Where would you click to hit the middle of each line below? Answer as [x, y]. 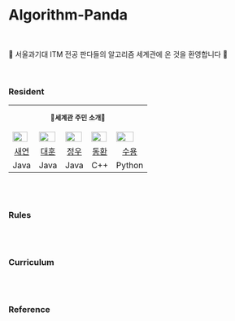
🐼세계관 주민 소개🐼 [78, 118]
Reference [29, 310]
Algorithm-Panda [68, 15]
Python [130, 165]
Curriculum [31, 262]
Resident [26, 91]
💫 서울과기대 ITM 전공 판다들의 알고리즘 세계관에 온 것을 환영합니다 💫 [118, 54]
